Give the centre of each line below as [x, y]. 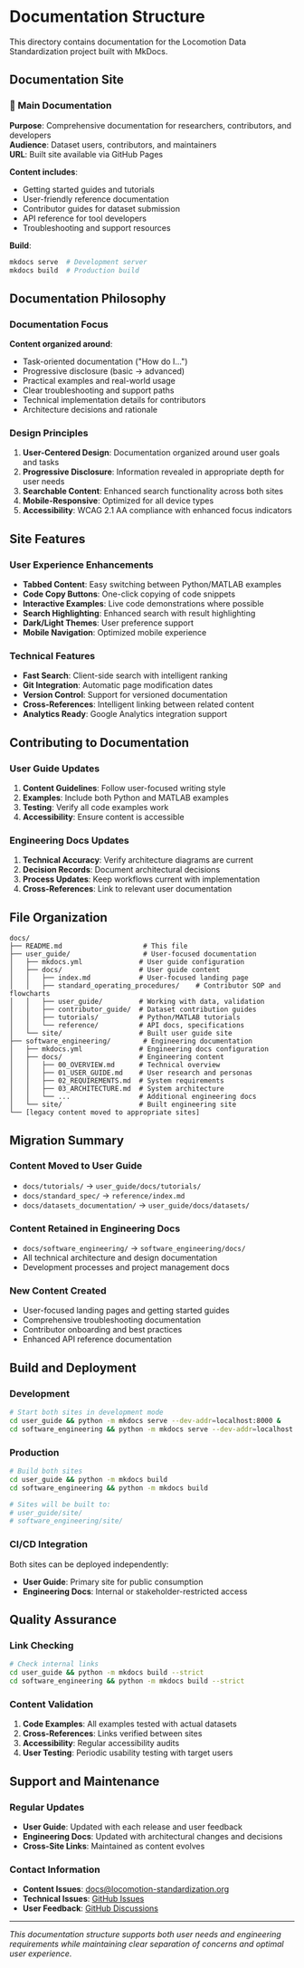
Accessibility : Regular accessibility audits [101, 1743]
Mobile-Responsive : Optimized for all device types [118, 501]
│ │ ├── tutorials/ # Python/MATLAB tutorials [125, 1017]
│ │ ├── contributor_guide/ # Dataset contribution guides [133, 1010]
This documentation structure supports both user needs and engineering [146, 1935]
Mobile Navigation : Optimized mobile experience [114, 633]
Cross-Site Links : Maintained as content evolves [114, 1846]
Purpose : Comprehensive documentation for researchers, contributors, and [151, 125]
